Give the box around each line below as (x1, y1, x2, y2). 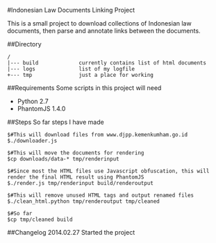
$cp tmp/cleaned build (7, 216, 73, 223)
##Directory (7, 40, 42, 48)
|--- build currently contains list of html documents (7, 60, 207, 66)
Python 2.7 (17, 97, 49, 105)
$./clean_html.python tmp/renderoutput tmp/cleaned (7, 198, 160, 205)
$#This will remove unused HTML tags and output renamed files (7, 192, 194, 199)
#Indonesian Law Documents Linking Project (7, 6, 135, 14)
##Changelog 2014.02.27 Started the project (7, 228, 135, 236)
